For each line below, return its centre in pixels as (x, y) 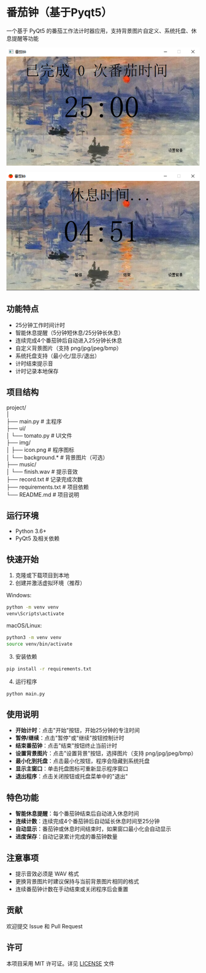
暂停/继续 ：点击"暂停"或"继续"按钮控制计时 (70, 738)
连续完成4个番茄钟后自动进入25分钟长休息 (69, 340)
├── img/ (18, 442)
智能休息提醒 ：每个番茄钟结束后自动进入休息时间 (77, 813)
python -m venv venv (33, 607)
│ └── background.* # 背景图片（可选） (57, 457)
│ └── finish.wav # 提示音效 (42, 471)
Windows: (19, 595)
